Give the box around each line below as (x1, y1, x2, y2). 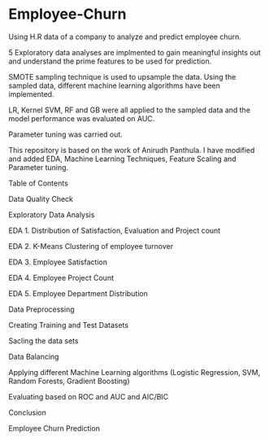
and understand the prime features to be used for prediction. (8, 56, 212, 66)
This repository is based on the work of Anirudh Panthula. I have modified (8, 145, 255, 155)
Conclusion (8, 408, 47, 417)
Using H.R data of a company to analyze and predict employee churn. (8, 32, 242, 41)
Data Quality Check (8, 194, 74, 203)
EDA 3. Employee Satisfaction (8, 257, 108, 267)
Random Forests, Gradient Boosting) (8, 376, 130, 386)
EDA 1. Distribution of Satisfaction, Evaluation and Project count (8, 225, 221, 235)
